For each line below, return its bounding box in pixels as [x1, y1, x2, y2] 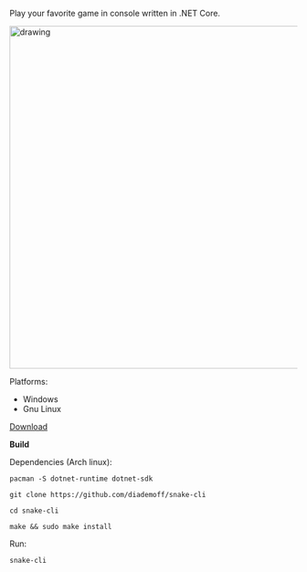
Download [9, 421, 48, 432]
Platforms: [9, 376, 48, 387]
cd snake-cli [9, 506, 59, 515]
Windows [22, 394, 58, 405]
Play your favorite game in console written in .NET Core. [9, 8, 221, 18]
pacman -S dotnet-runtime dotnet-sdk [9, 474, 153, 483]
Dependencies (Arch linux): [9, 457, 112, 467]
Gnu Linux [22, 404, 62, 414]
